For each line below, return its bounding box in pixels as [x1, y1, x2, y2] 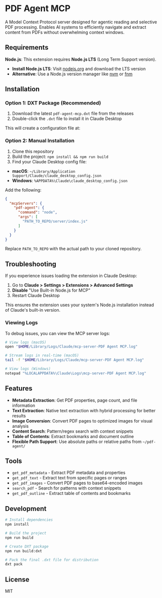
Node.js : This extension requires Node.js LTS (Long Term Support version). [5, 56, 157, 62]
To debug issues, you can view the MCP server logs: [5, 330, 110, 336]
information [12, 402, 35, 408]
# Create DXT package [5, 544, 49, 549]
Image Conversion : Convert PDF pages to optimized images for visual [12, 418, 153, 423]
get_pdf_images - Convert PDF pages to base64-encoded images [12, 480, 143, 486]
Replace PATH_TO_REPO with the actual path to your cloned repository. [5, 246, 142, 252]
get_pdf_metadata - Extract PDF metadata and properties [12, 470, 126, 475]
